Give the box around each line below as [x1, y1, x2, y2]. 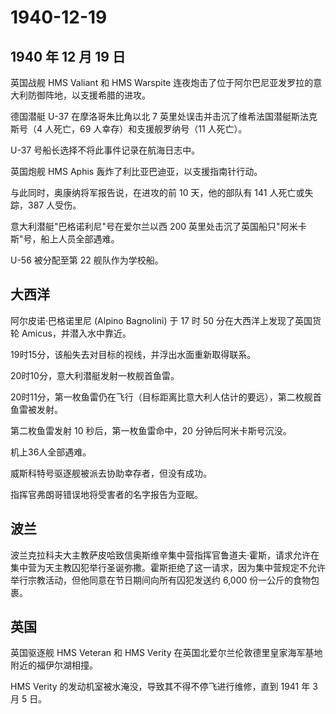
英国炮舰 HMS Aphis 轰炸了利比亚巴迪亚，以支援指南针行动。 [10, 166, 263, 177]
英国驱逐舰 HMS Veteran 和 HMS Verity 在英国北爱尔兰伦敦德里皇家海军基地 [10, 647, 323, 659]
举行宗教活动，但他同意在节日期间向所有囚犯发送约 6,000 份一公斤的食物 [10, 574, 312, 586]
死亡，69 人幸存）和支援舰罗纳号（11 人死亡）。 [53, 123, 248, 135]
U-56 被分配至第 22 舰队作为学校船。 [10, 254, 164, 266]
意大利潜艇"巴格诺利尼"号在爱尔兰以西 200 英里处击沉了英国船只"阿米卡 [10, 221, 307, 232]
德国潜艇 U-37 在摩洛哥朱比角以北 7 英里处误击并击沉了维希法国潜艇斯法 [10, 111, 309, 122]
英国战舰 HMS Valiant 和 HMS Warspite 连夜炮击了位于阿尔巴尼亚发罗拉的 [10, 77, 314, 88]
